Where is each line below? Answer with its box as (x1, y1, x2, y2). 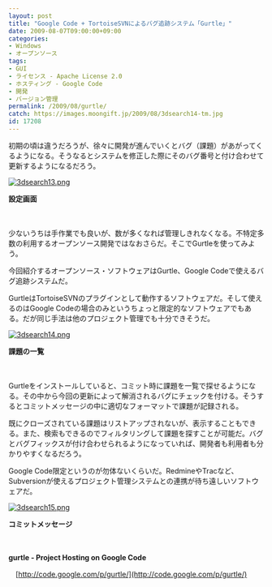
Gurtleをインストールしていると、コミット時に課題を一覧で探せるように (8, 380, 249, 390)
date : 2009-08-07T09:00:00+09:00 (8, 27, 122, 35)
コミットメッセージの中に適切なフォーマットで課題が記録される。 (22, 401, 244, 410)
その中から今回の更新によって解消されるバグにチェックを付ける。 (22, 391, 243, 401)
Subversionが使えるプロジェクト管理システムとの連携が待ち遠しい (8, 476, 231, 486)
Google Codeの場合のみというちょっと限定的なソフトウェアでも (29, 303, 245, 313)
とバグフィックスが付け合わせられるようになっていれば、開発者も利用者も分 (8, 439, 264, 448)
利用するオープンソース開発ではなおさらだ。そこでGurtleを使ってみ (22, 238, 248, 248)
